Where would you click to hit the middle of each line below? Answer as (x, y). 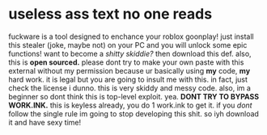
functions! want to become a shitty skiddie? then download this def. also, (130, 53)
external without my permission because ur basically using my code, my (129, 70)
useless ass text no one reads (110, 14)
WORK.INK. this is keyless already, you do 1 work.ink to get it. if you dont (130, 105)
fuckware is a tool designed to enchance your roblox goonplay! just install (131, 36)
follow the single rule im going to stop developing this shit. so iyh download (133, 113)
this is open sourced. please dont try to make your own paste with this (126, 62)
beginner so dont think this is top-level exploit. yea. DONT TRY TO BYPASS (134, 96)
